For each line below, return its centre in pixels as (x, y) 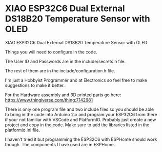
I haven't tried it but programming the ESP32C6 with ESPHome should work (81, 139)
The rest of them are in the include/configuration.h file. (60, 70)
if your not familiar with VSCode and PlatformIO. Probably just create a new (81, 119)
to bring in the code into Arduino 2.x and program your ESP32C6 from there (81, 114)
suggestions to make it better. (35, 85)
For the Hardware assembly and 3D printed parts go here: (63, 95)
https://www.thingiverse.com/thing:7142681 (49, 100)
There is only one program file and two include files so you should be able (80, 109)
